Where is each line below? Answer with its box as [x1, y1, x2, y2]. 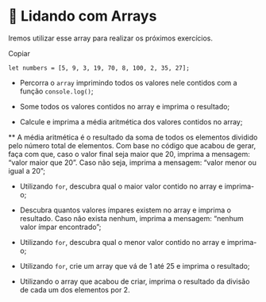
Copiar [8, 48, 30, 58]
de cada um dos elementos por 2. [19, 285, 130, 294]
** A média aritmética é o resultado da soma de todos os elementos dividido [8, 132, 258, 142]
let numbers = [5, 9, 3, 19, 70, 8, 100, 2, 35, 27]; [8, 63, 191, 72]
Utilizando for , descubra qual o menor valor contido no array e [19, 237, 226, 247]
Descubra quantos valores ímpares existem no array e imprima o [19, 205, 232, 215]
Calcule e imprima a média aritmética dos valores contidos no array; [19, 117, 243, 126]
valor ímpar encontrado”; [19, 222, 102, 231]
